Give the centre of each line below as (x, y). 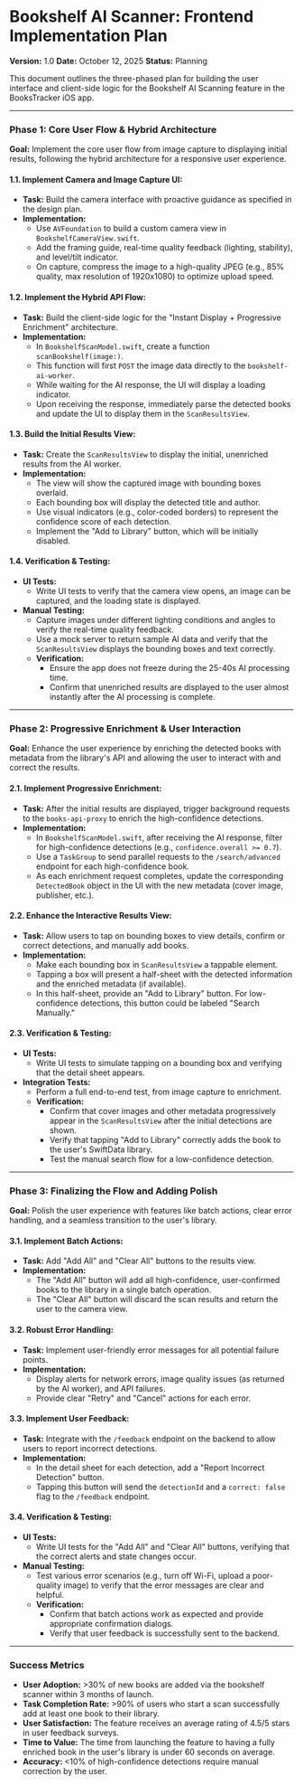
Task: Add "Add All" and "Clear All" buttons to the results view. (139, 1261)
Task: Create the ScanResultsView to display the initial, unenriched (145, 454)
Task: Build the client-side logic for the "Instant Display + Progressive (151, 317)
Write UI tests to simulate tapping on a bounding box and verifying (159, 1062)
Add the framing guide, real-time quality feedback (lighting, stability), (164, 248)
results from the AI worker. (72, 464)
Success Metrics (47, 1665)
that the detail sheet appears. (91, 1072)
